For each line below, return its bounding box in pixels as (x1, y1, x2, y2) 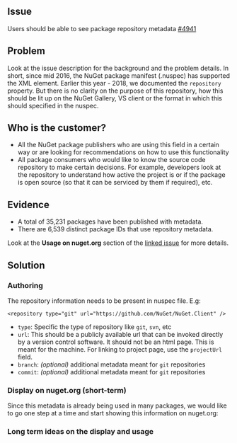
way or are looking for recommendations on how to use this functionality (17, 148, 229, 156)
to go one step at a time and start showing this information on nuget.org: (7, 409, 219, 418)
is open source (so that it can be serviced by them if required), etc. (17, 178, 213, 187)
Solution (7, 259, 45, 271)
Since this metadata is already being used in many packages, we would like (7, 401, 228, 410)
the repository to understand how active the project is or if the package (17, 171, 226, 179)
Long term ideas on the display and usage (7, 427, 154, 437)
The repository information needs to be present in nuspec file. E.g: (7, 297, 201, 305)
